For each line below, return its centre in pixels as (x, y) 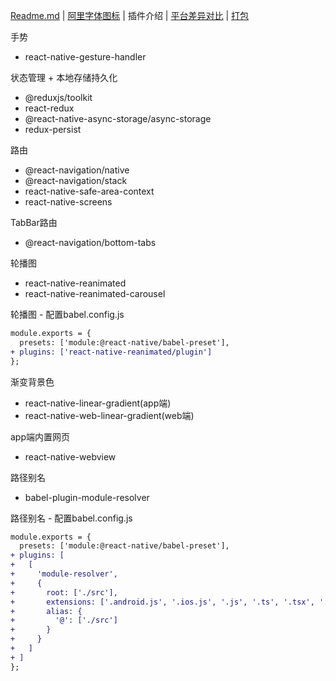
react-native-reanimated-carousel (95, 293)
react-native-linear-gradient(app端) (98, 403)
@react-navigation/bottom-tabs (90, 242)
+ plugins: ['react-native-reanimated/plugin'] (111, 352)
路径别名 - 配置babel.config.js (71, 518)
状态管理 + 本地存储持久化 (64, 77)
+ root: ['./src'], (64, 592)
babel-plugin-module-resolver (87, 497)
